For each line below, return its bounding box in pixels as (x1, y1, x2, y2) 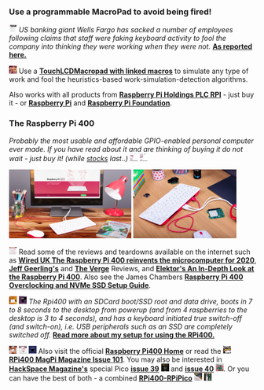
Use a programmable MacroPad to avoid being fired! (9, 6, 212, 17)
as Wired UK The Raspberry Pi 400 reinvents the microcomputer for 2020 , (9, 255, 257, 265)
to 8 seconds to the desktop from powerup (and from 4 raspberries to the (9, 305, 247, 315)
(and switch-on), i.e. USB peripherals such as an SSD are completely (9, 322, 233, 331)
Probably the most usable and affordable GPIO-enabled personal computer (9, 136, 255, 145)
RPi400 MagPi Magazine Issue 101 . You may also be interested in (9, 355, 222, 364)
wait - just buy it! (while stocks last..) (9, 153, 129, 163)
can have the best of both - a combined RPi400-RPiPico (9, 373, 193, 383)
